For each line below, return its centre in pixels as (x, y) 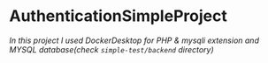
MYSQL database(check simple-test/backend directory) (111, 49)
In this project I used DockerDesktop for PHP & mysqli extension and (134, 40)
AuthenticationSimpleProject (118, 16)
